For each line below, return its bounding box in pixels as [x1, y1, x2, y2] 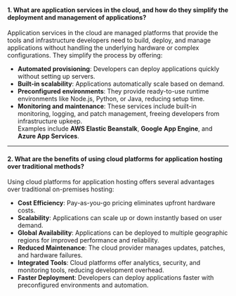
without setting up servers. [17, 72, 96, 81]
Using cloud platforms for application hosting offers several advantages [7, 178, 215, 186]
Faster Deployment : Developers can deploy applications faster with [17, 274, 214, 282]
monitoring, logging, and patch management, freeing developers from [17, 110, 220, 118]
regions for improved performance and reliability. [17, 236, 159, 245]
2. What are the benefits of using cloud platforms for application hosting [7, 155, 223, 163]
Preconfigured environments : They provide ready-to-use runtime [17, 87, 209, 96]
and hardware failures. [17, 251, 83, 259]
